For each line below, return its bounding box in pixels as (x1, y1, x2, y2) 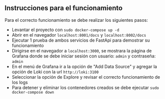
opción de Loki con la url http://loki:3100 (11, 69, 99, 75)
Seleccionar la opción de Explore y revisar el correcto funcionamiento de (11, 74, 161, 80)
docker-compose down (11, 90, 54, 95)
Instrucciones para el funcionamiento (4, 4, 123, 12)
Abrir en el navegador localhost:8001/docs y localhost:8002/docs (11, 32, 147, 38)
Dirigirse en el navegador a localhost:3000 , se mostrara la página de (11, 48, 152, 53)
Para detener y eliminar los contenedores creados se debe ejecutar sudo (11, 84, 159, 91)
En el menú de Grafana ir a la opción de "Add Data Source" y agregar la (11, 63, 158, 69)
